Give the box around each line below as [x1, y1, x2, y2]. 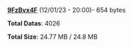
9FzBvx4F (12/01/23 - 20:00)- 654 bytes [7, 6, 126, 14]
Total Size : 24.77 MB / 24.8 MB [7, 32, 98, 41]
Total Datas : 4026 [7, 19, 61, 27]
